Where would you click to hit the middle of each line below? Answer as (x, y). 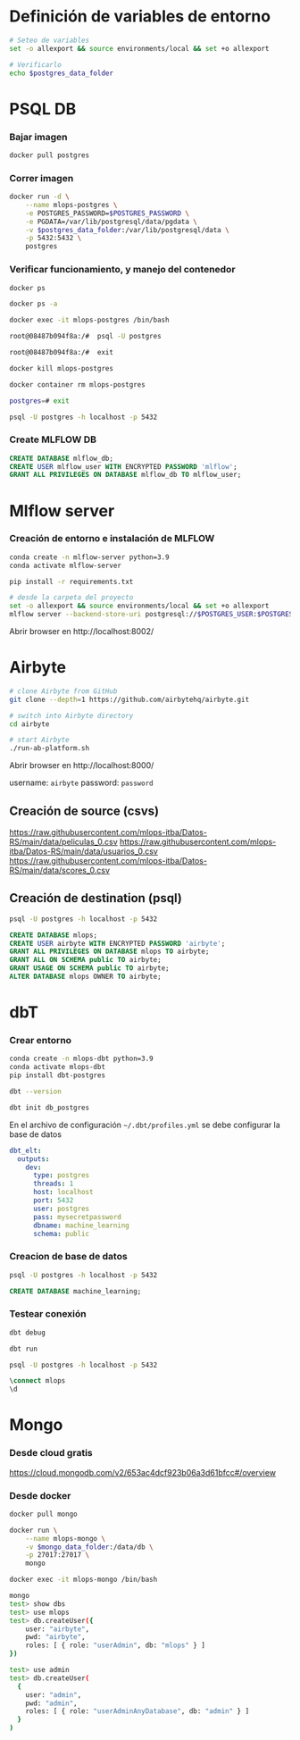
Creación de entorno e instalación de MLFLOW (112, 539)
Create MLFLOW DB (53, 439)
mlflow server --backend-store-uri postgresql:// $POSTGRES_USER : (133, 615)
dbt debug (28, 1333)
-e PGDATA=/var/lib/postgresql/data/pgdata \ (112, 222)
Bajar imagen (38, 137)
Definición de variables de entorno (140, 17)
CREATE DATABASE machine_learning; (75, 1291)
